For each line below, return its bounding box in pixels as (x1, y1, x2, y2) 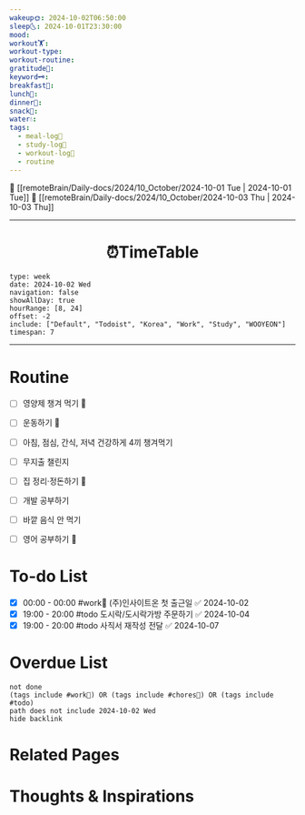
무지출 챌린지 (22, 456, 70, 467)
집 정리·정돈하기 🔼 (22, 475, 87, 487)
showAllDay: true (9, 297, 75, 306)
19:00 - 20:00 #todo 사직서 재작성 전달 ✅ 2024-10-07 (22, 619, 220, 630)
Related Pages (9, 745, 120, 765)
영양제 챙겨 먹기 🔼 (22, 397, 86, 409)
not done (9, 682, 43, 691)
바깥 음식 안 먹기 (22, 514, 82, 525)
